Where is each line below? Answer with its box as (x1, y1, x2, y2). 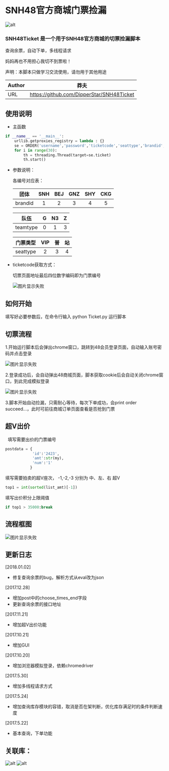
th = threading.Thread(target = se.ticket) (23, 152, 112, 158)
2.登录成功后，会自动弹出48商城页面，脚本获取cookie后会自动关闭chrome (5, 371, 159, 378)
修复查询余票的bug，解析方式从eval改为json (12, 574, 104, 581)
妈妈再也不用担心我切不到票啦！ (5, 58, 71, 65)
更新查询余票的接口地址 (12, 601, 61, 607)
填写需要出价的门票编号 (7, 436, 56, 442)
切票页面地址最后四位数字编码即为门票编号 (12, 273, 101, 279)
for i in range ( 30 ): (14, 148, 57, 153)
